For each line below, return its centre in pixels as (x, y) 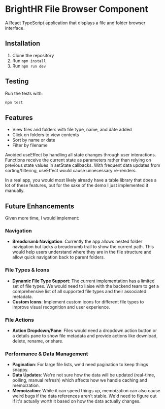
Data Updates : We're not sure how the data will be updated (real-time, (84, 375)
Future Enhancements (40, 206)
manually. (15, 190)
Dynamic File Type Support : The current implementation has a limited (83, 281)
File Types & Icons (27, 270)
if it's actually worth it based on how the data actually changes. (76, 401)
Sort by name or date (34, 140)
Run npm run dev (29, 66)
